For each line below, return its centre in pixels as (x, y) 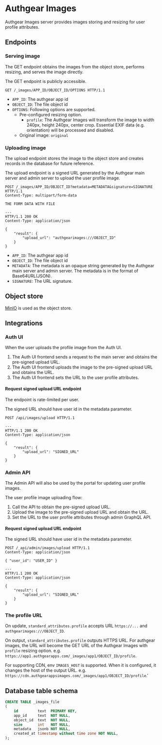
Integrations (24, 323)
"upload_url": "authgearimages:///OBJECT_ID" (69, 238)
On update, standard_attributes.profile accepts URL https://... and (76, 626)
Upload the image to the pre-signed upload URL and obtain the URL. (80, 512)
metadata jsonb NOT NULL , (42, 729)
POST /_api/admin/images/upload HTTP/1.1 (48, 548)
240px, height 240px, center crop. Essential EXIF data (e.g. (86, 125)
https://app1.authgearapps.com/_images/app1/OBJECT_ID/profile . (71, 656)
